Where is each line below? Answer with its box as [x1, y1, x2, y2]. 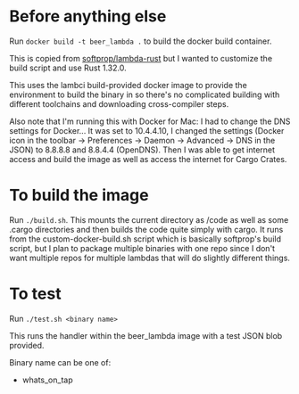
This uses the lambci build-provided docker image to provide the [9, 79, 247, 90]
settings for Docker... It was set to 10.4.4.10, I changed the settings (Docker [9, 125, 285, 135]
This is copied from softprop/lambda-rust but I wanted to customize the [9, 53, 273, 63]
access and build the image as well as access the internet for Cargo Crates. [9, 153, 287, 164]
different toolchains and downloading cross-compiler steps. [9, 98, 229, 109]
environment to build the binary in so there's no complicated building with [9, 89, 280, 100]
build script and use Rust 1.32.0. [9, 62, 127, 73]
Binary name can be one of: [9, 357, 112, 367]
